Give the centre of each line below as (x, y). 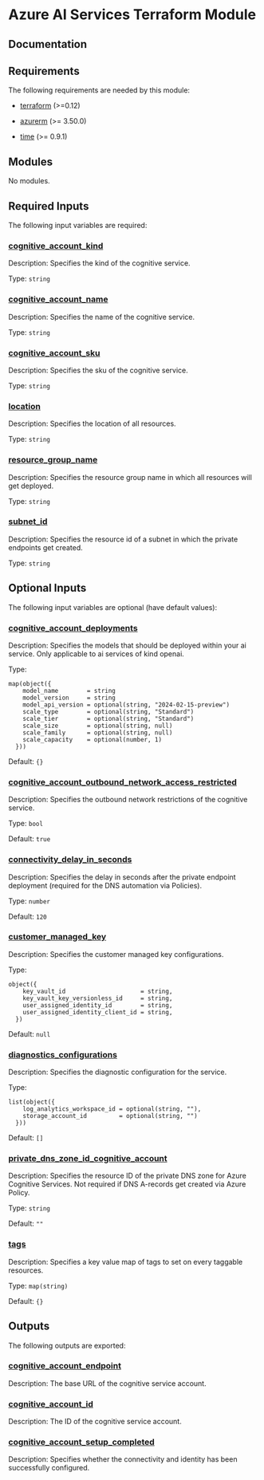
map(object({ (30, 683)
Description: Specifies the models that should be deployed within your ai (128, 645)
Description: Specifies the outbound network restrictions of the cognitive (128, 800)
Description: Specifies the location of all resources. (93, 423)
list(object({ (32, 1102)
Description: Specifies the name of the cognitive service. (102, 317)
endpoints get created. (46, 547)
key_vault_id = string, (98, 991)
